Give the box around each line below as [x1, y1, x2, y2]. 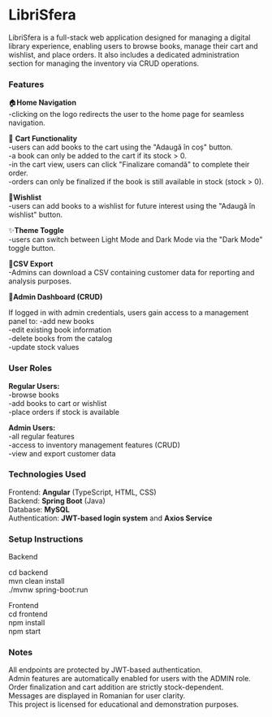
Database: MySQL [8, 504, 71, 514]
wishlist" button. [8, 209, 63, 220]
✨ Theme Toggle [8, 226, 65, 235]
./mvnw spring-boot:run [8, 585, 89, 594]
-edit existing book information [8, 325, 112, 335]
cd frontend [8, 609, 48, 619]
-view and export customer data [8, 448, 116, 458]
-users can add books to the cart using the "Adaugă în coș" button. [8, 142, 233, 152]
